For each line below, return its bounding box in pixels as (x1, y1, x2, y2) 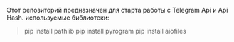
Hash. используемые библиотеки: (6, 13, 110, 22)
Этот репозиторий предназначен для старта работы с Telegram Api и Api (6, 6, 228, 14)
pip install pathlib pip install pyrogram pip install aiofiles (23, 27, 186, 35)
